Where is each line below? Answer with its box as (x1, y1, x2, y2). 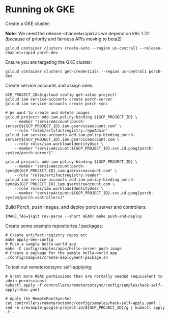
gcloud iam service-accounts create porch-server (5, 96, 113, 102)
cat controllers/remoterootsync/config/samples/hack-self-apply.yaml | (5, 300, 160, 306)
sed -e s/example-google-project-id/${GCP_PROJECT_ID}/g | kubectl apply (5, 305, 165, 310)
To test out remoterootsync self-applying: (5, 264, 93, 270)
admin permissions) (5, 278, 47, 283)
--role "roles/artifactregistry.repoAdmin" (14, 128, 108, 133)
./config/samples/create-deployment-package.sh (5, 255, 108, 260)
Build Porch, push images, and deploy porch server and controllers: (5, 204, 147, 210)
